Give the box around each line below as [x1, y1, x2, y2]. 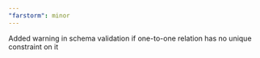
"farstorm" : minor [8, 11, 70, 20]
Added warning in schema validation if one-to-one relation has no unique [8, 33, 252, 43]
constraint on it [8, 41, 59, 52]
